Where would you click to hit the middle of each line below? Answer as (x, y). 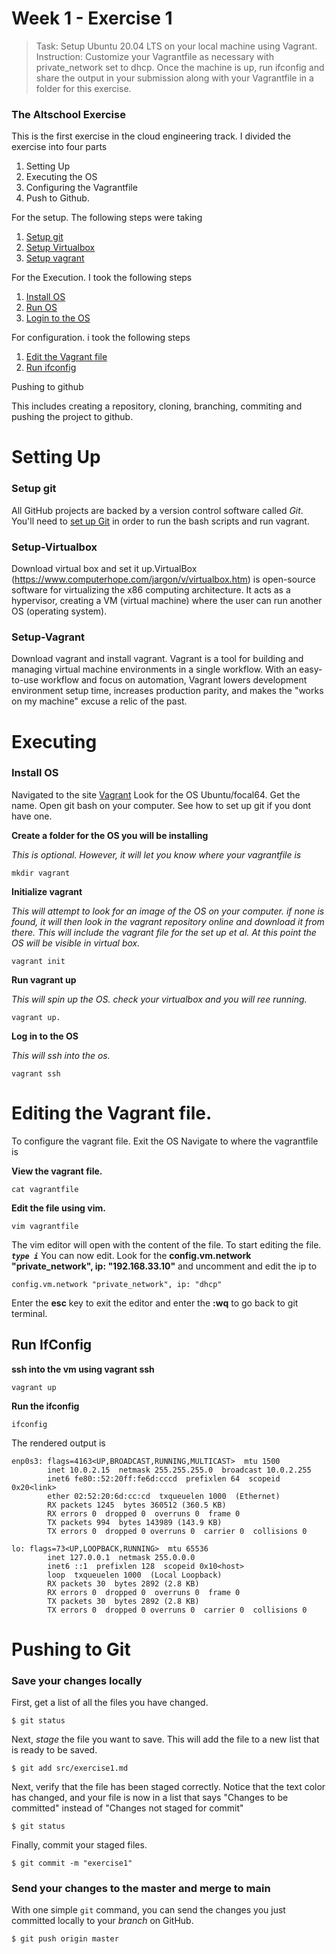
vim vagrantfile (45, 1226)
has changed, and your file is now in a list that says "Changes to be (150, 1798)
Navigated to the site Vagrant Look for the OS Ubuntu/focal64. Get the (156, 794)
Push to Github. (57, 198)
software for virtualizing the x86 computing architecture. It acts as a (151, 590)
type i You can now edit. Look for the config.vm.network (131, 1255)
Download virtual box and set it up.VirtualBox (104, 569)
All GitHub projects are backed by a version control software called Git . (157, 510)
